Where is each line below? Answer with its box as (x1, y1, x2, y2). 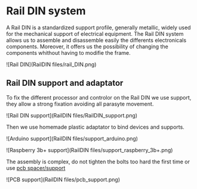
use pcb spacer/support (6, 164, 66, 171)
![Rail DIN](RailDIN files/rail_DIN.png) (6, 61, 97, 68)
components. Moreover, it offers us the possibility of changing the (6, 43, 168, 50)
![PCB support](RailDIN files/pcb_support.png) (6, 176, 121, 183)
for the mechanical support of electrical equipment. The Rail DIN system (6, 30, 184, 37)
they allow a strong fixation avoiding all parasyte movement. (6, 100, 154, 107)
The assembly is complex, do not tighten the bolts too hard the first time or (6, 158, 190, 165)
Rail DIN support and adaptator (6, 78, 124, 88)
